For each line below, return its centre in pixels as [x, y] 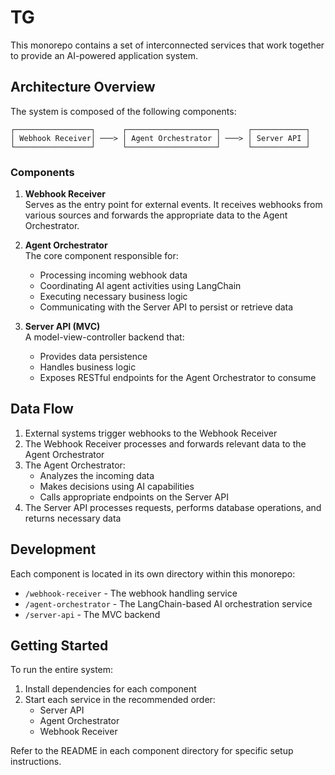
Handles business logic [88, 367]
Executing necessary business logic [113, 297]
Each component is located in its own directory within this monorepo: [153, 573]
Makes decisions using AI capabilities [117, 486]
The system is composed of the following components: [123, 111]
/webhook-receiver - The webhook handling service [131, 593]
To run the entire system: [62, 670]
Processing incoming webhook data [113, 275]
